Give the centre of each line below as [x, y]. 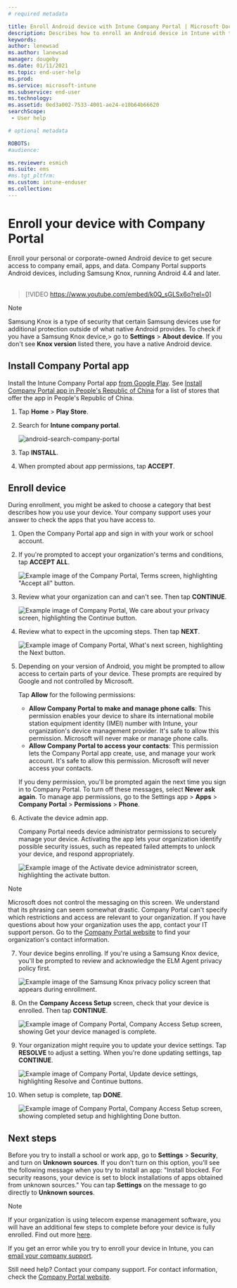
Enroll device [37, 488]
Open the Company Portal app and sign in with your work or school [116, 534]
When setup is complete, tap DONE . [70, 1095]
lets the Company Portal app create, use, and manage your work [122, 753]
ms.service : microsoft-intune [52, 85]
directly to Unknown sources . [51, 1192]
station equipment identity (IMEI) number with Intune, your [113, 723]
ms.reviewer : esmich [38, 162]
